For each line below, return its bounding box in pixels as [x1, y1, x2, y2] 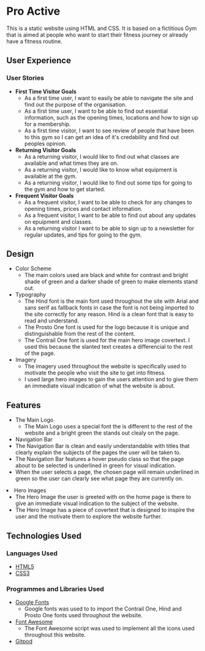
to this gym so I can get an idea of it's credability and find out [24, 133, 179, 140]
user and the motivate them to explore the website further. [15, 513, 162, 520]
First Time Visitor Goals [15, 88, 76, 95]
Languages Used [6, 549, 58, 557]
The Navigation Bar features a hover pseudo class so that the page [15, 455, 184, 463]
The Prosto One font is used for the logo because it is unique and [24, 324, 189, 331]
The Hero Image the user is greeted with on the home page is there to [15, 493, 192, 501]
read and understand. [24, 317, 80, 324]
